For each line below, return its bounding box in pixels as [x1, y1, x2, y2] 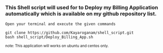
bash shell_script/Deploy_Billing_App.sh [5, 34, 94, 40]
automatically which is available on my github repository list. [5, 10, 157, 17]
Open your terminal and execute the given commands [5, 21, 116, 26]
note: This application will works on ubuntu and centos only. [5, 43, 109, 48]
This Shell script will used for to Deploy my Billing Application [5, 4, 158, 11]
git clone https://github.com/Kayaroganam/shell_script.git [5, 30, 134, 35]
